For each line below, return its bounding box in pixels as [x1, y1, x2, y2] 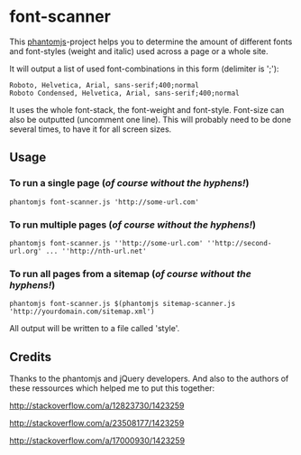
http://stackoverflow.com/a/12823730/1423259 [9, 400, 185, 412]
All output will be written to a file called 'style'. [9, 323, 180, 334]
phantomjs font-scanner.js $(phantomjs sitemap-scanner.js [9, 300, 236, 309]
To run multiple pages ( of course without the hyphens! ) [9, 218, 257, 231]
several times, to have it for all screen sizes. [9, 124, 172, 135]
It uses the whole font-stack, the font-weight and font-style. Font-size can [9, 104, 285, 115]
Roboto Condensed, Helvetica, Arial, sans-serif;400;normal [9, 88, 241, 97]
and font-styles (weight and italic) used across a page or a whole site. [9, 45, 269, 56]
